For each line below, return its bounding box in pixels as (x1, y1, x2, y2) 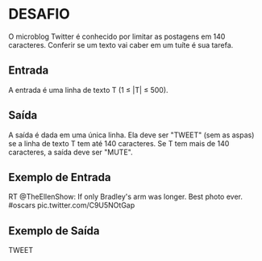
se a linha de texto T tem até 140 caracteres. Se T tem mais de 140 (8, 138, 230, 148)
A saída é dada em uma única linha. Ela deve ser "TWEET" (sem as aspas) (8, 130, 255, 140)
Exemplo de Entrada (8, 170, 111, 184)
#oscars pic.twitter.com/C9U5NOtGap (8, 200, 135, 210)
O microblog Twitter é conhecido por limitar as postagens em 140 (8, 32, 226, 41)
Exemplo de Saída (8, 224, 100, 238)
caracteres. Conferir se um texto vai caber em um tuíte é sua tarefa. (8, 40, 234, 49)
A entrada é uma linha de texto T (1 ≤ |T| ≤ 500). (8, 85, 168, 95)
